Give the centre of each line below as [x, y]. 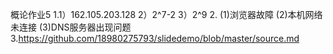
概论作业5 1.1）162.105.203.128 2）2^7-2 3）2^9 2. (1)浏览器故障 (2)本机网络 [166, 14]
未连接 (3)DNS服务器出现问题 [71, 27]
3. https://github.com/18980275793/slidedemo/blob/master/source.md [155, 38]
